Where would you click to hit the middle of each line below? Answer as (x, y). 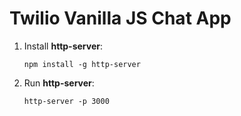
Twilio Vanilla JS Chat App (120, 18)
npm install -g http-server (82, 64)
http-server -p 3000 (66, 101)
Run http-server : (59, 83)
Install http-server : (63, 46)
